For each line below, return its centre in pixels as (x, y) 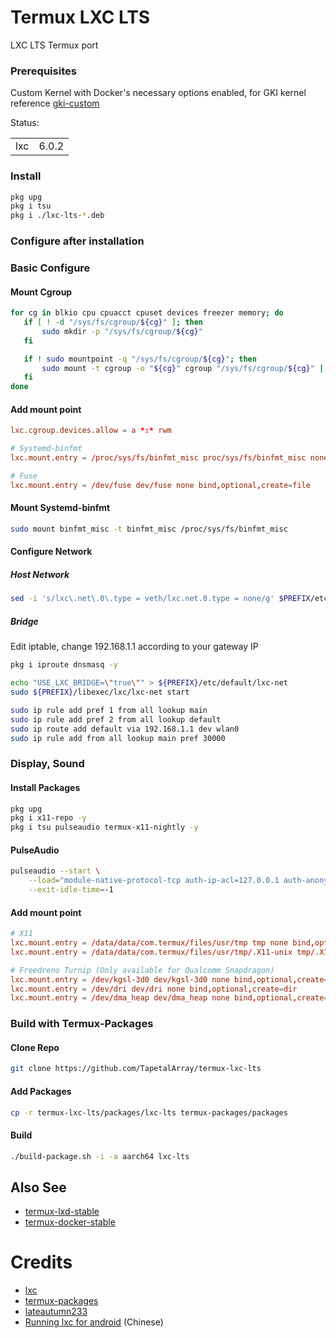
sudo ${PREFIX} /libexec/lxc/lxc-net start (100, 692)
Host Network (40, 575)
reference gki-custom (55, 103)
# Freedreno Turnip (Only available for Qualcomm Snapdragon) (142, 970)
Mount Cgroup (41, 292)
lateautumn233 (56, 1312)
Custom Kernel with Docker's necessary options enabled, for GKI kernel (158, 93)
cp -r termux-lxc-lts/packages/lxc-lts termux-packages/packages (149, 1112)
